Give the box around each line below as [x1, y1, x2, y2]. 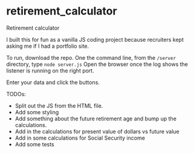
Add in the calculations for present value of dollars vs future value [15, 128, 179, 135]
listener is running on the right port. [6, 67, 95, 74]
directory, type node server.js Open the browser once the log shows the [6, 60, 189, 68]
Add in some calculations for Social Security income [15, 134, 145, 142]
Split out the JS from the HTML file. [15, 102, 103, 109]
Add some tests [15, 140, 54, 148]
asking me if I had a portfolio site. [6, 42, 89, 50]
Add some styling [15, 108, 59, 116]
